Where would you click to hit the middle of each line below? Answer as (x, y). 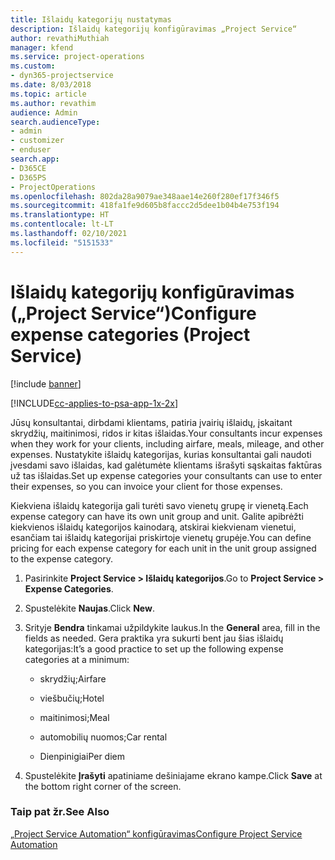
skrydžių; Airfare (73, 678)
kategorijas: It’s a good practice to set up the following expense (154, 648)
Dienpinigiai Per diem (82, 756)
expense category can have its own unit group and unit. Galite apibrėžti (157, 516)
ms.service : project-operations (77, 57)
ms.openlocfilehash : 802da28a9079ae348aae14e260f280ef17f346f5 (145, 196)
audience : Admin (44, 112)
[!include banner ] (46, 383)
